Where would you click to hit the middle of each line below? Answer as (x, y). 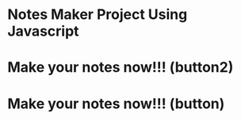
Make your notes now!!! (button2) (120, 67)
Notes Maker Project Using (98, 15)
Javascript (44, 31)
